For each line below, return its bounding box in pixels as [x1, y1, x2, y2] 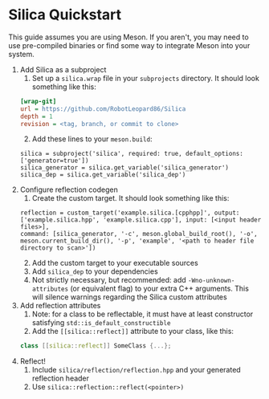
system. [8, 49, 35, 59]
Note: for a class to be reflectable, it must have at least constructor [31, 309, 254, 319]
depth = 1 [19, 112, 54, 120]
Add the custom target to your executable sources [31, 259, 198, 268]
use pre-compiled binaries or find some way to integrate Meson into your [8, 40, 251, 50]
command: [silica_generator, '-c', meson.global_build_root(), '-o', [19, 230, 259, 238]
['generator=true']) [19, 157, 89, 165]
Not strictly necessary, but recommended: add [31, 275, 186, 285]
